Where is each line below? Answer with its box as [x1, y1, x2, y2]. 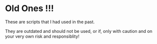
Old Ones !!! [5, 3, 54, 14]
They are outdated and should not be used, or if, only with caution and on [5, 28, 153, 34]
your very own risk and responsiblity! [5, 33, 79, 39]
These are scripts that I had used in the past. [5, 19, 95, 25]
